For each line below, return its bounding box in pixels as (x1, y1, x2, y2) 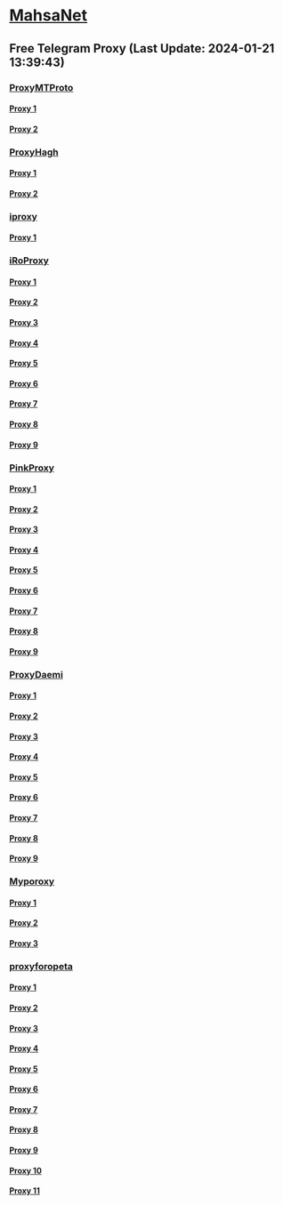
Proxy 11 (9, 1185, 40, 1196)
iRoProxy (9, 254, 49, 267)
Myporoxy (9, 875, 55, 888)
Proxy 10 (9, 1165, 43, 1176)
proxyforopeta (9, 960, 73, 972)
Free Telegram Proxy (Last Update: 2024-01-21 (9, 41, 275, 56)
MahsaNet (9, 5, 87, 26)
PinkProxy (9, 462, 55, 474)
